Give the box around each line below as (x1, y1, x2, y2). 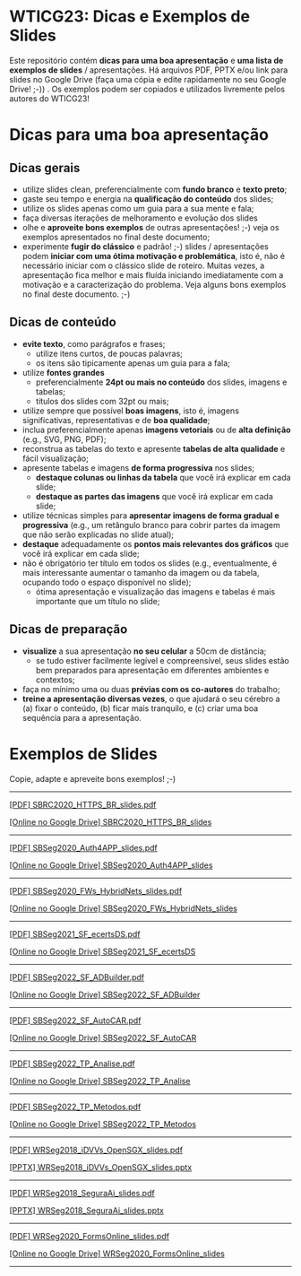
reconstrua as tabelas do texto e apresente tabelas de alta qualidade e (21, 443, 286, 454)
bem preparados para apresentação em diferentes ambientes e (35, 664, 270, 675)
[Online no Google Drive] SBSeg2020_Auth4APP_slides (9, 859, 213, 871)
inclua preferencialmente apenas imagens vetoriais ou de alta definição (21, 424, 291, 435)
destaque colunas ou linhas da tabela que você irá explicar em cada (35, 472, 291, 482)
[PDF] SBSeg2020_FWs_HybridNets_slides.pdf (9, 885, 183, 896)
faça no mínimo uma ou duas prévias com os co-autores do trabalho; (21, 683, 280, 694)
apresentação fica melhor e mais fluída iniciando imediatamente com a (21, 269, 284, 280)
